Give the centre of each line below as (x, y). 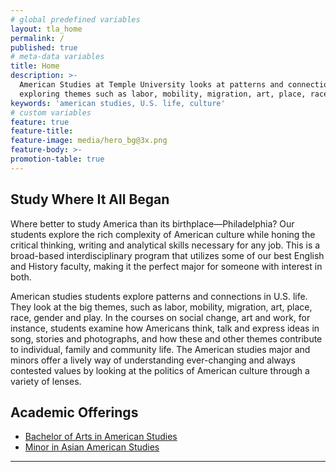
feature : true (40, 122)
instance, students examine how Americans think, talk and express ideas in (165, 328)
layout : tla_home (46, 29)
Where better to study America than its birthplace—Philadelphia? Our (152, 223)
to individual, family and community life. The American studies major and (160, 349)
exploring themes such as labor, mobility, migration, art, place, (163, 94)
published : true (44, 47)
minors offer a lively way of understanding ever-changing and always (153, 360)
